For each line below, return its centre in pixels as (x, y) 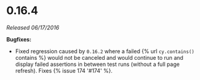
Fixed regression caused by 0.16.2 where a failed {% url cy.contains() (105, 51)
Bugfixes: (19, 39)
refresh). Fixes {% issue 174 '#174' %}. (64, 70)
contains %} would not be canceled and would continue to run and (99, 57)
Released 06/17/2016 (33, 27)
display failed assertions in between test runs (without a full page (97, 64)
